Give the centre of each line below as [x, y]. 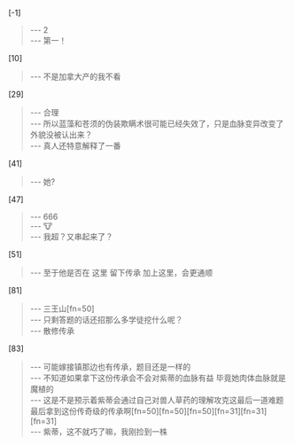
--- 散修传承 [52, 331]
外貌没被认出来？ [61, 135]
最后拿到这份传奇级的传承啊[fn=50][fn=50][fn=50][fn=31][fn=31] [148, 411]
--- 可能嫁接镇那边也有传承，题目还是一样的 [110, 367]
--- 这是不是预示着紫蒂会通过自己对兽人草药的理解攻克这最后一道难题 [157, 400]
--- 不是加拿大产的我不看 [75, 76]
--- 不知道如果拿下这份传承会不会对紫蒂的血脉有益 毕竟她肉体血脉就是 [158, 378]
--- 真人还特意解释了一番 [75, 146]
